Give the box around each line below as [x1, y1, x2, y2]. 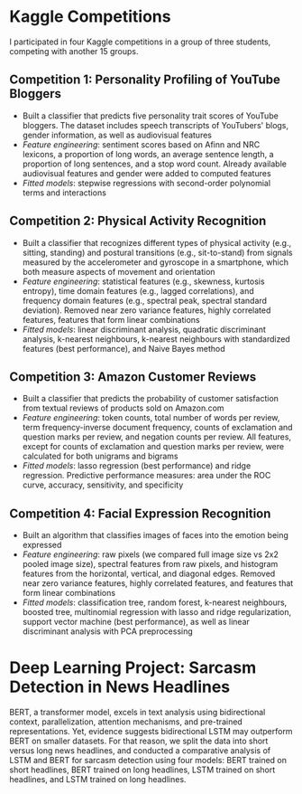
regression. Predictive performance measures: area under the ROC [22, 470, 271, 481]
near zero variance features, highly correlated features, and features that [22, 578, 294, 589]
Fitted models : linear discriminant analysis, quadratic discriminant [22, 324, 266, 335]
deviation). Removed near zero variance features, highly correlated [22, 305, 271, 316]
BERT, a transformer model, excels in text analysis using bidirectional [9, 707, 266, 718]
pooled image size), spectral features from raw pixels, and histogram [22, 559, 279, 570]
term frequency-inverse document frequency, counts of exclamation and [22, 422, 293, 433]
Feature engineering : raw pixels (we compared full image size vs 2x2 [22, 549, 279, 560]
